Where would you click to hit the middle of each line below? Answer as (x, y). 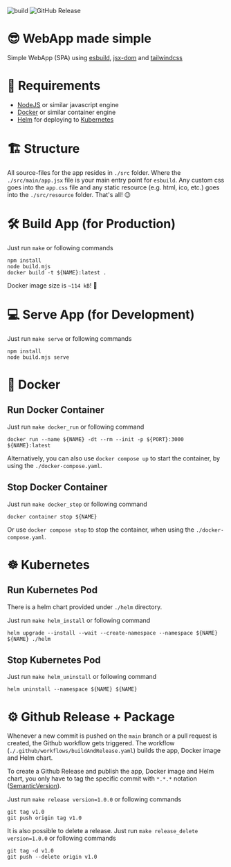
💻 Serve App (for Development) (101, 314)
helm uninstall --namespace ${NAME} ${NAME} (72, 689)
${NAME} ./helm (29, 639)
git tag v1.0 (26, 812)
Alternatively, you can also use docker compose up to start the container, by (113, 458)
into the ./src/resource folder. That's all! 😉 (69, 194)
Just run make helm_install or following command (79, 620)
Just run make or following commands (60, 248)
